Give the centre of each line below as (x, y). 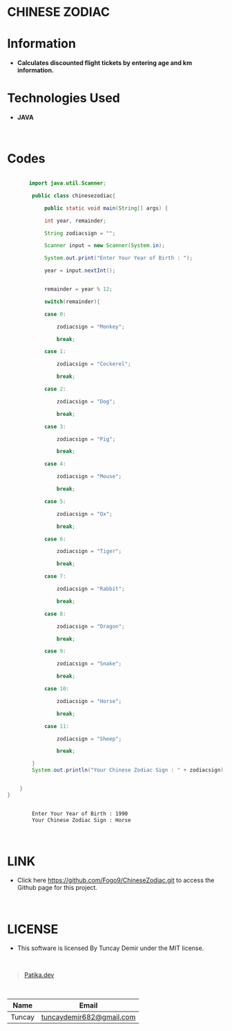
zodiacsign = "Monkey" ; (91, 327)
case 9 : (55, 651)
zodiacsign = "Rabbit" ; (91, 589)
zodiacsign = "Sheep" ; (89, 739)
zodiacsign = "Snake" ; (89, 664)
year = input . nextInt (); (80, 271)
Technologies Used (64, 98)
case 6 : (55, 539)
